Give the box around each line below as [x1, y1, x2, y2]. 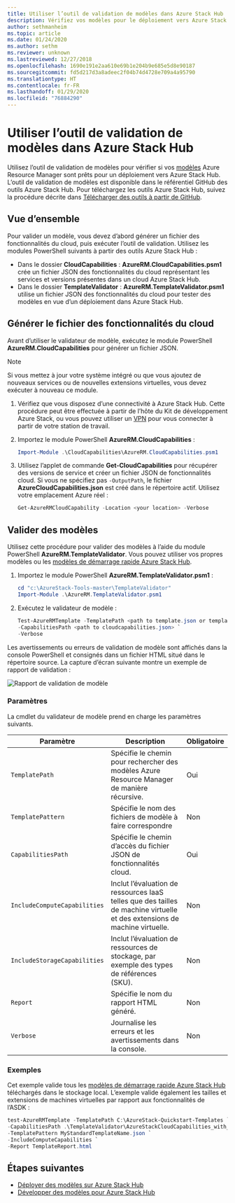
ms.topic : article [7, 29, 61, 37]
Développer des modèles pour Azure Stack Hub [17, 1188, 155, 1197]
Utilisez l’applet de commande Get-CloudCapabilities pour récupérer [17, 461, 218, 470]
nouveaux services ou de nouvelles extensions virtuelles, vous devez [7, 378, 207, 387]
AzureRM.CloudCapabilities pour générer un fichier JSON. [7, 344, 178, 352]
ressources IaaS [111, 887, 164, 897]
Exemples [7, 1065, 42, 1075]
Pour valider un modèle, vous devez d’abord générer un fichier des [7, 232, 200, 240]
